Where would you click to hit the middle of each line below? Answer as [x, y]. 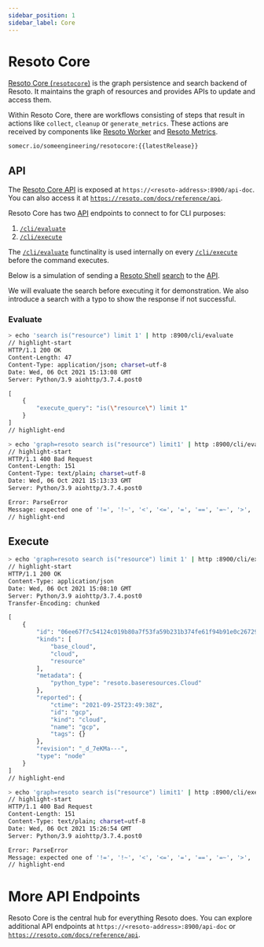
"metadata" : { [59, 676]
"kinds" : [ [54, 640]
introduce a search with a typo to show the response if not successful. [122, 299]
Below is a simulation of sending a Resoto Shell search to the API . [114, 276]
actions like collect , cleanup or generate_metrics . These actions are [119, 123]
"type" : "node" [61, 756]
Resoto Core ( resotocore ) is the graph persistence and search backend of [128, 83]
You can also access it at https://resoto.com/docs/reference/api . [115, 198]
